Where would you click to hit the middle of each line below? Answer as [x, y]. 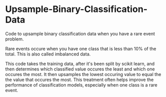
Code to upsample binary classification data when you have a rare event [80, 33]
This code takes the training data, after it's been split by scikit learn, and [80, 63]
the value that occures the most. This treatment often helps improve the [79, 79]
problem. [15, 39]
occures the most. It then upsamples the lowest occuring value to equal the [83, 74]
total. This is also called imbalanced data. [48, 54]
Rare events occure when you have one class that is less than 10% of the [81, 48]
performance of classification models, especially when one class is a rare [81, 85]
